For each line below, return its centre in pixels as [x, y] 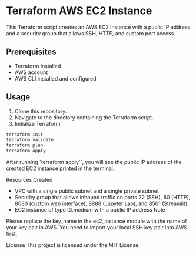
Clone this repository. [41, 111]
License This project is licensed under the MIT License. [73, 245]
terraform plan [25, 145]
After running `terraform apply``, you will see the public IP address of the [94, 162]
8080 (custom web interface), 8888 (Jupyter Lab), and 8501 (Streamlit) [101, 203]
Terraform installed [38, 66]
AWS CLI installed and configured [55, 78]
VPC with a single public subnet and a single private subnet [87, 191]
